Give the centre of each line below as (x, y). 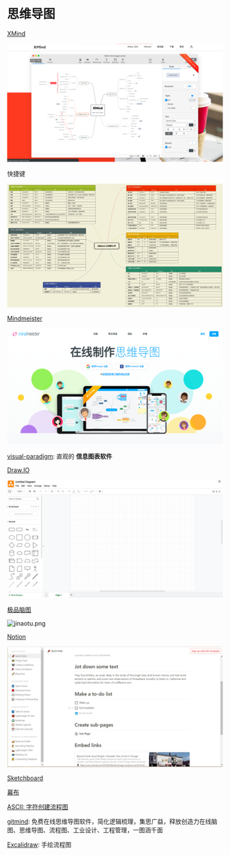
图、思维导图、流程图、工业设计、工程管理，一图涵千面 (85, 830)
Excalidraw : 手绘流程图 (39, 844)
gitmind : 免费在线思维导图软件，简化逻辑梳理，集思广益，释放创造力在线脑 (112, 821)
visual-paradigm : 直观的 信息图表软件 (60, 456)
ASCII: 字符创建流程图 (38, 807)
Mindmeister (25, 319)
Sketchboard (25, 778)
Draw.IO (18, 470)
